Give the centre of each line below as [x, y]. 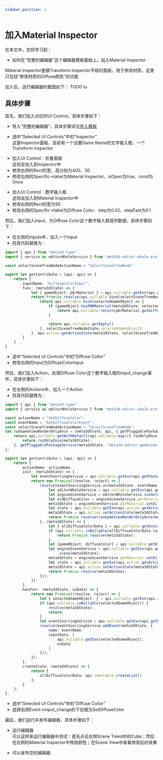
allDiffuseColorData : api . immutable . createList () [91, 675]
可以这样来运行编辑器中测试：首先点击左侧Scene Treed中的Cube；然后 [83, 736]
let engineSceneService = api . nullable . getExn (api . [102, 549]
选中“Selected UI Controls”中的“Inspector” [54, 137]
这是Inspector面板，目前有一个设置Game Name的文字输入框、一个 [79, 143]
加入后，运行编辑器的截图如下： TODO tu [46, 87]
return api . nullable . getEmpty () [81, 324]
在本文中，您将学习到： [28, 50]
